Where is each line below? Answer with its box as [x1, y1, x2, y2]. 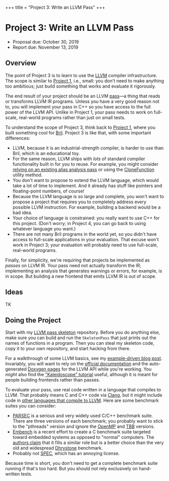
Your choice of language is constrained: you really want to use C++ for [12, 215, 160, 221]
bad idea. [12, 209, 33, 215]
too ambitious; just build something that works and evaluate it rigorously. [5, 83, 156, 89]
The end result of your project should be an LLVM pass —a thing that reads [5, 93, 160, 99]
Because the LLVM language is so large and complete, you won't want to [12, 193, 164, 199]
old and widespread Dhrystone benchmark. [12, 445, 103, 451]
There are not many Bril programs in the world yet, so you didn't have [12, 231, 157, 237]
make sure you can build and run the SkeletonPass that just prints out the [5, 335, 156, 341]
